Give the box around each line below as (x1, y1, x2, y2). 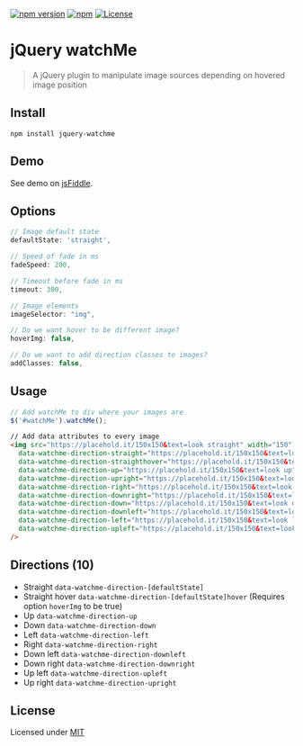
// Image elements (10, 301, 79, 310)
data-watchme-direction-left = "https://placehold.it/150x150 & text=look (18, 516, 289, 526)
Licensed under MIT (10, 727, 85, 738)
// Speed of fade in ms (10, 252, 100, 261)
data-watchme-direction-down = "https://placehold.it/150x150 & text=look (18, 499, 289, 508)
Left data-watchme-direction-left (22, 629, 149, 640)
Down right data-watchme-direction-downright (22, 658, 196, 669)
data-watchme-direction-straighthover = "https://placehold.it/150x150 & (18, 457, 289, 467)
